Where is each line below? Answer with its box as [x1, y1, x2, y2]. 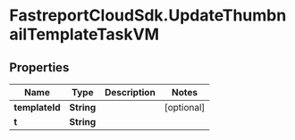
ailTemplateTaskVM [9, 24, 159, 45]
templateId [13, 102, 61, 113]
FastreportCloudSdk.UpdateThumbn [9, 5, 287, 26]
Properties [9, 60, 70, 75]
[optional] [164, 102, 206, 113]
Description [104, 86, 156, 98]
